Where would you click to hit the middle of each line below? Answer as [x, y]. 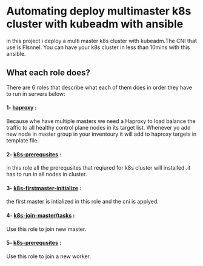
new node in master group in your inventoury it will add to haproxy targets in [101, 134]
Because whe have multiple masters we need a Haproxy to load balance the [101, 121]
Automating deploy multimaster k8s [99, 11]
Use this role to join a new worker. [48, 256]
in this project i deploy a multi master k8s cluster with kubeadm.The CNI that [101, 41]
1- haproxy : [22, 108]
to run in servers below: [36, 94]
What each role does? [48, 73]
